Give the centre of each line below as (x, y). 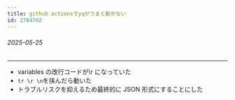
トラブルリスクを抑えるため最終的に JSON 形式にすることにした (110, 89)
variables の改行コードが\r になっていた (74, 71)
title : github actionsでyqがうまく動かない (67, 14)
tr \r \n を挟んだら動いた (55, 80)
